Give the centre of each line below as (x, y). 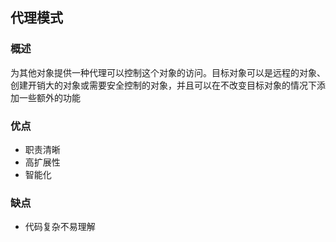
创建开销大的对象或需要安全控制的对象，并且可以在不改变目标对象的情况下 (163, 85)
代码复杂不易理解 (60, 227)
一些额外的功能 (49, 97)
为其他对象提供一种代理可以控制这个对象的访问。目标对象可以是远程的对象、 (168, 72)
